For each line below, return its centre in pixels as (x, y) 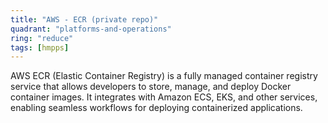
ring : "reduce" (42, 38)
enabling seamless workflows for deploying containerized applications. (156, 108)
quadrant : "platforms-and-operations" (91, 29)
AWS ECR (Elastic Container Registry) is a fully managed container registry (164, 76)
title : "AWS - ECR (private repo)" (84, 19)
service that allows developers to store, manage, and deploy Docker (151, 87)
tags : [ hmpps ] (40, 47)
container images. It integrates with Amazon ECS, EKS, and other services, (164, 97)
